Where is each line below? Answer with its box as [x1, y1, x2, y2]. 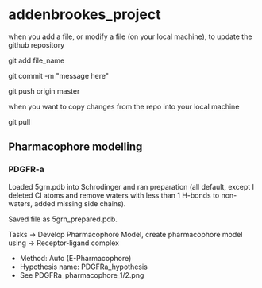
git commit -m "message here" [8, 71, 110, 80]
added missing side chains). [34, 198, 126, 208]
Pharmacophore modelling [8, 140, 143, 154]
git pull [8, 117, 31, 126]
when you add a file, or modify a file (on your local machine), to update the [8, 32, 252, 41]
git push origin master [8, 86, 80, 96]
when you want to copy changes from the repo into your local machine [8, 102, 240, 111]
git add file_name [8, 56, 65, 65]
